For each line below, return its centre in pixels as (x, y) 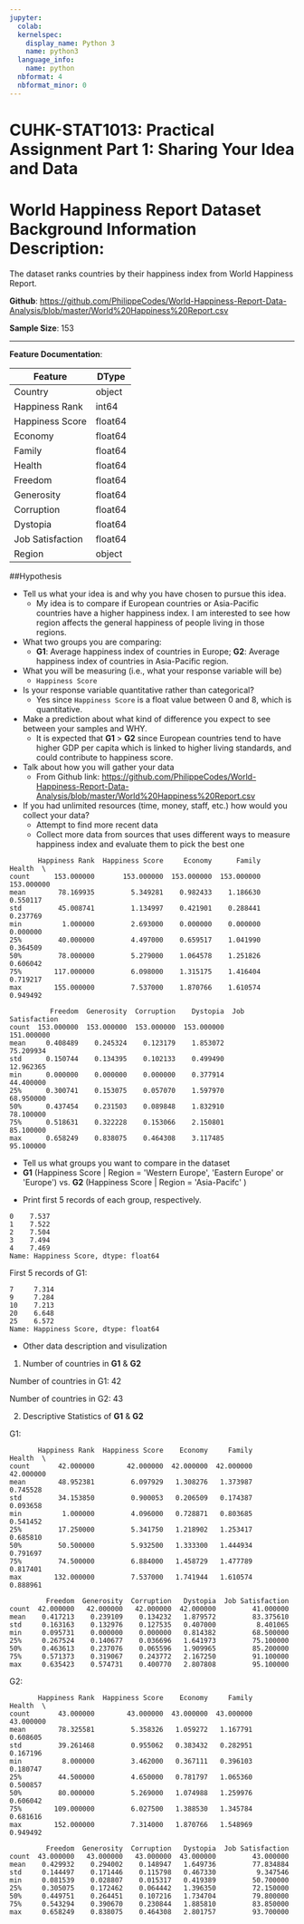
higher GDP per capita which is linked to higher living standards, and (164, 748)
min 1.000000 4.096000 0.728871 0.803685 (131, 1513)
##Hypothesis (36, 575)
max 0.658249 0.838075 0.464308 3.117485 (117, 1138)
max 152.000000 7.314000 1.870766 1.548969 (131, 1824)
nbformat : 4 (40, 77)
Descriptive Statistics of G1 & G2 (83, 1416)
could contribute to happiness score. (104, 757)
